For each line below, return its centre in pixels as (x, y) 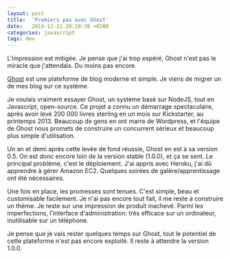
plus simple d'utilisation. (41, 136)
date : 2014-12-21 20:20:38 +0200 (58, 26)
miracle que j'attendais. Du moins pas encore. (72, 66)
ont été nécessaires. (36, 178)
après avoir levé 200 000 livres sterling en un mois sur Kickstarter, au (105, 114)
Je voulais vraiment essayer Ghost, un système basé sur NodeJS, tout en (111, 99)
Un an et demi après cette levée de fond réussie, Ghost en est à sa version (113, 149)
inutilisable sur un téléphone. (48, 220)
